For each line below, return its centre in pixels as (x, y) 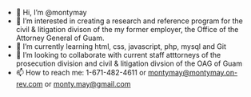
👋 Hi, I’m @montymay (51, 12)
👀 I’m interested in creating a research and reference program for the (129, 21)
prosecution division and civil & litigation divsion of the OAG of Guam (129, 63)
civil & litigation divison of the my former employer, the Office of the (127, 29)
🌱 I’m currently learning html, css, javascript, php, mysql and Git (121, 46)
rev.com (29, 84)
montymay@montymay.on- (193, 73)
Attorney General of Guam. (60, 38)
